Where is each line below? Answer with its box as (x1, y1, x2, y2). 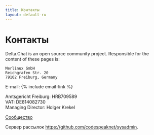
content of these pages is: (5, 56, 60, 62)
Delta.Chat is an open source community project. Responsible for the (5, 51, 149, 57)
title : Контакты (5, 7, 40, 13)
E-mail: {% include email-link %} (5, 84, 73, 90)
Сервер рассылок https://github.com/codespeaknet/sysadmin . (5, 124, 138, 130)
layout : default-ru (5, 12, 47, 17)
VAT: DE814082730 (5, 99, 46, 105)
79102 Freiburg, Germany (5, 75, 58, 80)
